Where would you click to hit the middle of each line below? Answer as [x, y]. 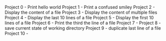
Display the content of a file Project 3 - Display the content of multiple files [81, 12]
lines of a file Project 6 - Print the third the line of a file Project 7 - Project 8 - [83, 23]
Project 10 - [16, 33]
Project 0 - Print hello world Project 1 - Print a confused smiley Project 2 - [80, 7]
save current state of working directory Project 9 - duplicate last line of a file [83, 28]
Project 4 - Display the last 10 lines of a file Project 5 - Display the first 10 [79, 18]
